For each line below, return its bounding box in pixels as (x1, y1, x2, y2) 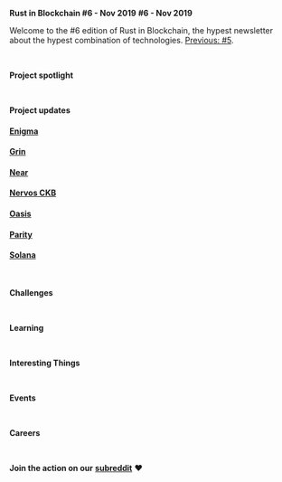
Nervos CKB (9, 187, 57, 198)
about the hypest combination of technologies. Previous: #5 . (9, 35, 234, 45)
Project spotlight (9, 70, 74, 80)
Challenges (9, 287, 53, 298)
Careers (9, 427, 41, 438)
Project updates (9, 105, 70, 116)
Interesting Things (9, 357, 80, 368)
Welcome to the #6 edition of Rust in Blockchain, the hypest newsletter (9, 25, 274, 35)
